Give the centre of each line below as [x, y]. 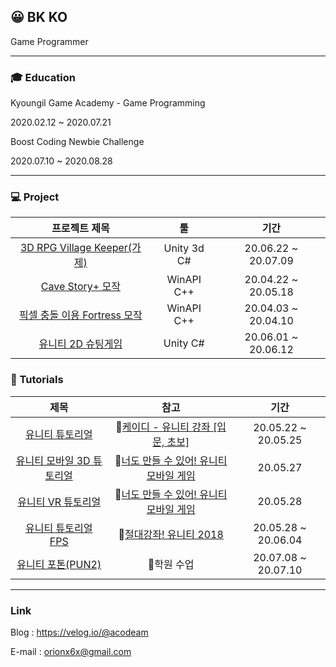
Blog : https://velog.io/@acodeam [79, 632]
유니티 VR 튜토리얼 [59, 502]
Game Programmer [49, 41]
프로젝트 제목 [80, 228]
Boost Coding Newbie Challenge [77, 142]
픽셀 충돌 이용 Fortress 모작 [80, 315]
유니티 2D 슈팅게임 [80, 344]
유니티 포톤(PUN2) [59, 564]
